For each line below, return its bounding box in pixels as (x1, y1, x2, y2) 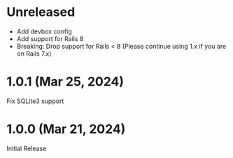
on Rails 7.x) (16, 49, 52, 58)
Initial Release (6, 144, 47, 152)
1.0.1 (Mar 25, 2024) (6, 74, 124, 90)
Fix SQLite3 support (6, 97, 64, 105)
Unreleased (6, 4, 76, 20)
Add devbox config (16, 27, 72, 35)
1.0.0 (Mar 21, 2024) (6, 121, 126, 137)
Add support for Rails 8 (16, 34, 84, 42)
